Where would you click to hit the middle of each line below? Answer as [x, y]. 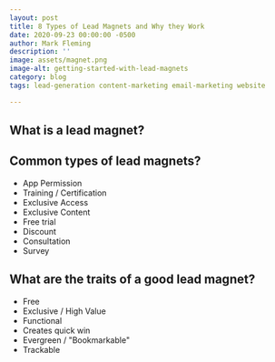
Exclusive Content [56, 212]
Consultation [46, 241]
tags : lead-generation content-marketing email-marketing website [137, 85]
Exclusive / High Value [64, 311]
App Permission [52, 183]
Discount [39, 231]
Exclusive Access [55, 202]
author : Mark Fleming [50, 43]
